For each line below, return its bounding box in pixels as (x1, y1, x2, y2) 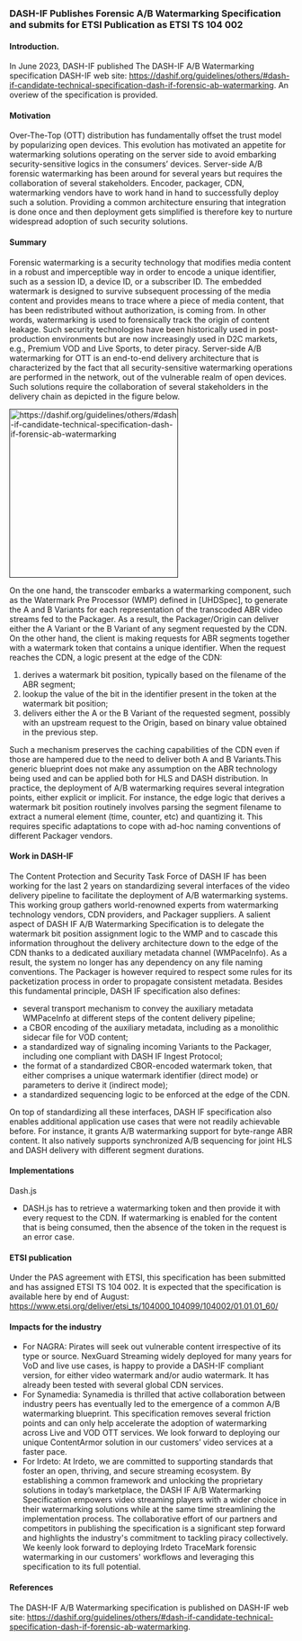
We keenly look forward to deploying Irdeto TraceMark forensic (22, 1542, 257, 1553)
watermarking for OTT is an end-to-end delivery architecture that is (9, 352, 259, 363)
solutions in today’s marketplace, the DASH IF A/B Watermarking (22, 1484, 262, 1496)
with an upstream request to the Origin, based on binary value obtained (22, 717, 288, 727)
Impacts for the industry (9, 1321, 102, 1332)
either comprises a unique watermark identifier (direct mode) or (22, 1069, 259, 1080)
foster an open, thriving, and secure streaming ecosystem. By (22, 1465, 252, 1476)
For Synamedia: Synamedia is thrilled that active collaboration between (22, 1389, 286, 1400)
